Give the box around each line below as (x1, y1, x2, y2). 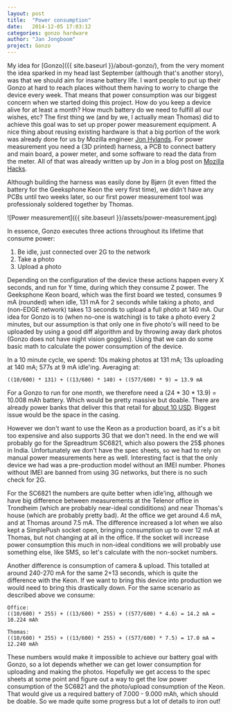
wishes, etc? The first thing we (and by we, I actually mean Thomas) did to (7, 113, 220, 121)
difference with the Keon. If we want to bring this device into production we (7, 576, 222, 584)
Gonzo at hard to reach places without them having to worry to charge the (7, 84, 219, 92)
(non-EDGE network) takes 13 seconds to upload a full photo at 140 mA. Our (7, 306, 224, 313)
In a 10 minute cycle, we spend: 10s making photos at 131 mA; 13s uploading (7, 356, 224, 364)
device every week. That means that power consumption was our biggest (7, 91, 217, 99)
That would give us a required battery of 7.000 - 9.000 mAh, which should (7, 690, 219, 697)
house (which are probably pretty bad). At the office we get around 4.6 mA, (7, 511, 222, 519)
